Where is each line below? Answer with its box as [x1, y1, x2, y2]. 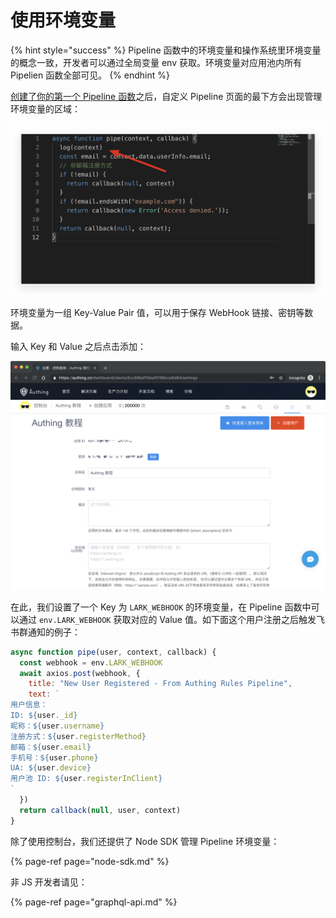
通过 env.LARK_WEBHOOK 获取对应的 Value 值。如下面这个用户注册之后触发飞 [18, 613, 325, 625]
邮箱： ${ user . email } [10, 742, 92, 752]
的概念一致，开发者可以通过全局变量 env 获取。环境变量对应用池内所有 [10, 56, 302, 68]
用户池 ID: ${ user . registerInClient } [10, 774, 163, 784]
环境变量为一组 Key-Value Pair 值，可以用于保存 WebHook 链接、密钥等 [10, 306, 305, 318]
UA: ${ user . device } [10, 763, 92, 773]
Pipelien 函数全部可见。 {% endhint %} [10, 69, 170, 81]
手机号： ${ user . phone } [10, 752, 99, 763]
